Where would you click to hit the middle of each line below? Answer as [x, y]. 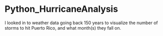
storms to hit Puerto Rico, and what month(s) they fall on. [63, 28]
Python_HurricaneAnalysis [61, 9]
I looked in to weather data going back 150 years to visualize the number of [81, 23]
